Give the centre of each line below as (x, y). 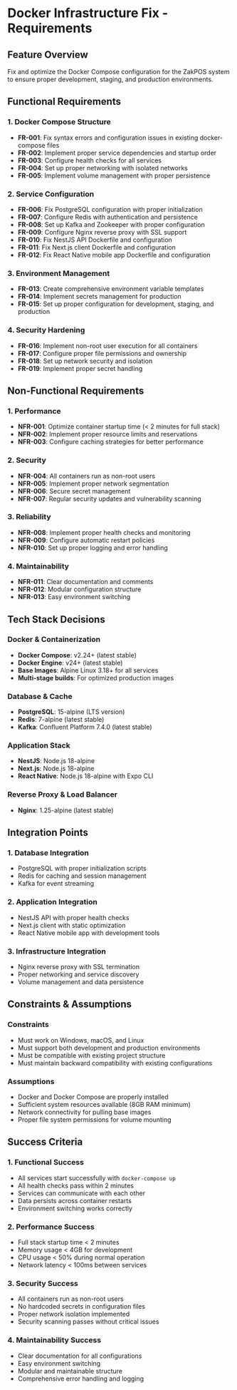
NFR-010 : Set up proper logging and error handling (93, 548)
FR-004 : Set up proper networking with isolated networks (103, 168)
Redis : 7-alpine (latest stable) (61, 720)
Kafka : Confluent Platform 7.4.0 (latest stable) (85, 727)
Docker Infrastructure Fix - (88, 13)
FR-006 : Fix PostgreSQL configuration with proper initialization (110, 209)
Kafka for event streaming (56, 884)
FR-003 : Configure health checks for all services (90, 160)
